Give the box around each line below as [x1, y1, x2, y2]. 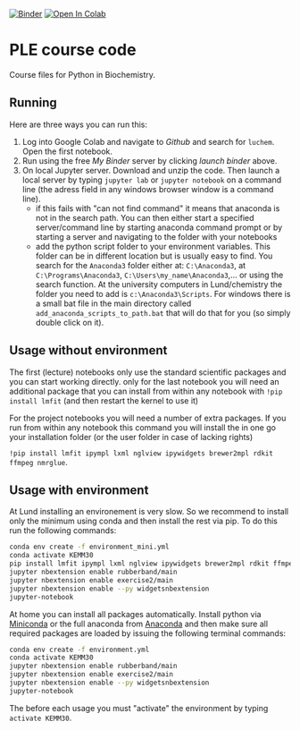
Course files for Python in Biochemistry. [9, 69, 156, 80]
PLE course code [9, 40, 137, 60]
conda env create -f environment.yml [9, 645, 150, 654]
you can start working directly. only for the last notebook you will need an [9, 376, 279, 386]
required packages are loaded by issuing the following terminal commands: [9, 627, 287, 639]
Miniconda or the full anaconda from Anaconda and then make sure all [9, 618, 269, 629]
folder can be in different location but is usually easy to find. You [35, 250, 273, 261]
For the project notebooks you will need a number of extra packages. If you [9, 412, 287, 423]
